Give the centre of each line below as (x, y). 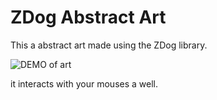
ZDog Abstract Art (88, 17)
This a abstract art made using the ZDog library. (109, 45)
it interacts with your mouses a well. (84, 83)
